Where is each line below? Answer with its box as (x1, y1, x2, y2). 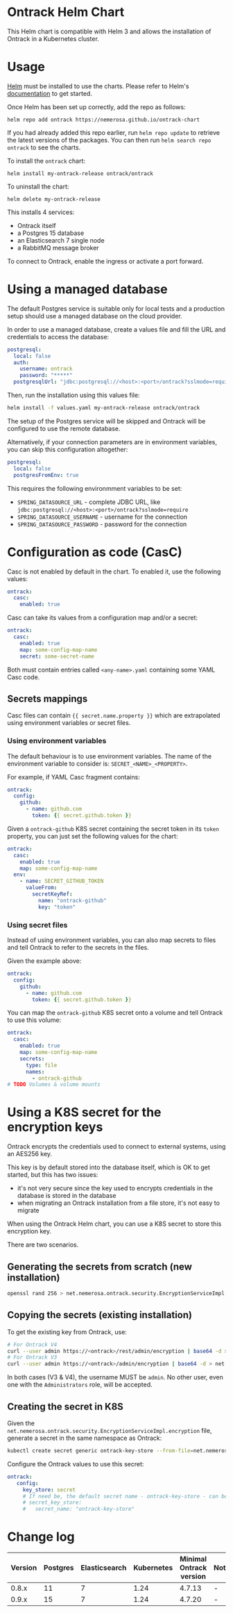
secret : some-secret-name (19, 653, 95, 660)
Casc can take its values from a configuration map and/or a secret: (7, 613, 198, 622)
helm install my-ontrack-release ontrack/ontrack (7, 170, 154, 177)
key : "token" (37, 903, 76, 911)
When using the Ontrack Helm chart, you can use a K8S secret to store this (7, 1219, 222, 1228)
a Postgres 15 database (17, 229, 85, 237)
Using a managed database (7, 282, 168, 298)
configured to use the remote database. (7, 424, 121, 432)
